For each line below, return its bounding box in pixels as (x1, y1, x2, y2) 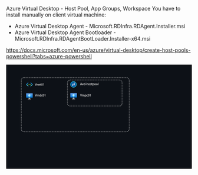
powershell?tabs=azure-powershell (6, 53, 93, 60)
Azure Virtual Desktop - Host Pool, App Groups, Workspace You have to (6, 5, 181, 12)
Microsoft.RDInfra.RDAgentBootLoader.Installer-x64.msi (14, 35, 151, 42)
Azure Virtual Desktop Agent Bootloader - (14, 29, 116, 36)
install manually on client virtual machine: (6, 11, 106, 18)
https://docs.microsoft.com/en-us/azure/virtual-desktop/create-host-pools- (6, 47, 191, 54)
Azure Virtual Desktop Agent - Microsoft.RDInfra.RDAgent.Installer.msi (14, 23, 186, 29)
